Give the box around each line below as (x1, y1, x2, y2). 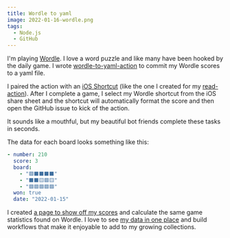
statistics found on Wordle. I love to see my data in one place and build (7, 215, 207, 224)
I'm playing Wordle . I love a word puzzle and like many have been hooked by (7, 54, 224, 62)
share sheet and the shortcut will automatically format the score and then (7, 97, 214, 105)
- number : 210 (7, 152, 48, 158)
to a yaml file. (7, 69, 45, 78)
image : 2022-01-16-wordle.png (7, 16, 94, 23)
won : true (13, 189, 41, 196)
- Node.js (13, 29, 41, 36)
